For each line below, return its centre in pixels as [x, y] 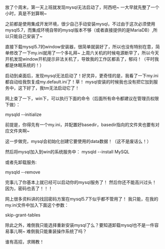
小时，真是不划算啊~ [26, 13]
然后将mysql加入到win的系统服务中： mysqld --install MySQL [67, 152]
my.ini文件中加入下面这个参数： [37, 205]
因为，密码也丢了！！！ [29, 188]
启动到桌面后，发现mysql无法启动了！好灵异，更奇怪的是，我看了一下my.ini [82, 76]
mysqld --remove [23, 172]
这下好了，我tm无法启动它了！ [49, 88]
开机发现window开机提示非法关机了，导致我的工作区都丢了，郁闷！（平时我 [82, 59]
